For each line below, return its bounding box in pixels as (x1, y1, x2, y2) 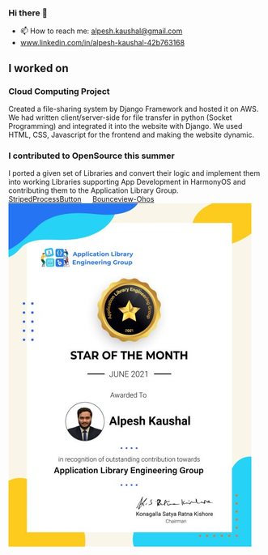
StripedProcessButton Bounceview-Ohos (8, 194, 155, 204)
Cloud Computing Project (8, 85, 111, 96)
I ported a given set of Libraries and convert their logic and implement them (8, 169, 261, 178)
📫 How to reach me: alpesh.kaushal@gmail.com (19, 26, 183, 36)
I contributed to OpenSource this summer (8, 150, 176, 161)
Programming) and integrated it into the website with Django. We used (8, 121, 243, 130)
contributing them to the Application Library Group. (8, 186, 179, 195)
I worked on (8, 61, 69, 75)
